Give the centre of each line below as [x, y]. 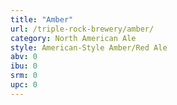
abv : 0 [24, 57]
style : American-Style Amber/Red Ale [89, 47]
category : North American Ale [73, 38]
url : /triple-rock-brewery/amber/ [82, 29]
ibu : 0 [24, 66]
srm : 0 [24, 76]
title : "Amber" [42, 19]
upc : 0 [24, 85]
